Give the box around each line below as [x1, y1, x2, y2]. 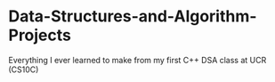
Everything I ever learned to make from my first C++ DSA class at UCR [8, 54, 267, 65]
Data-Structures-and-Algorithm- [8, 6, 257, 27]
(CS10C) [8, 64, 39, 75]
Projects [8, 25, 72, 45]
